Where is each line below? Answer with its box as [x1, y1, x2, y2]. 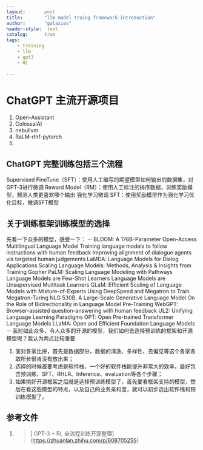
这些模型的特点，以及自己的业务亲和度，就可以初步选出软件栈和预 [31, 385, 196, 392]
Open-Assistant [15, 114, 55, 121]
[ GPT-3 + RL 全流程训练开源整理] [30, 429, 115, 437]
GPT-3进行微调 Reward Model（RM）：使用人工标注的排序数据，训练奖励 [6, 183, 188, 191]
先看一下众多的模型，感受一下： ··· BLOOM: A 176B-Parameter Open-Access [6, 235, 197, 243]
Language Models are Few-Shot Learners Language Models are [6, 274, 166, 282]
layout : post [6, 9, 56, 15]
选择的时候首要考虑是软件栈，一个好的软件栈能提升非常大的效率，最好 [15, 363, 191, 370]
